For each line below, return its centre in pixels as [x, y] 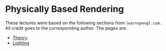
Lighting [21, 43]
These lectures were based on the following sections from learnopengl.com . [83, 23]
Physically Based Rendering [64, 9]
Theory [20, 38]
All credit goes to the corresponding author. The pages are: [66, 28]
